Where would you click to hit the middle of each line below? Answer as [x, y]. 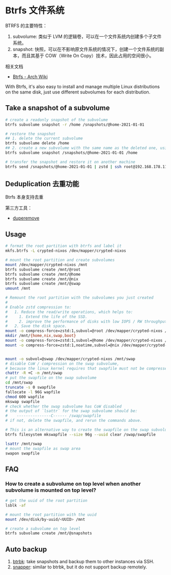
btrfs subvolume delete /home [37, 143]
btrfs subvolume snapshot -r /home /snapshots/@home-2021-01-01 [75, 125]
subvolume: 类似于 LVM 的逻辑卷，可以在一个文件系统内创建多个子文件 [87, 36]
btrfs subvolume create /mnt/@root [43, 269]
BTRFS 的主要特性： [26, 26]
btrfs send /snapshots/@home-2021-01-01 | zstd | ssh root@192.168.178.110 [87, 166]
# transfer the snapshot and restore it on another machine [70, 162]
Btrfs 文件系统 [35, 10]
